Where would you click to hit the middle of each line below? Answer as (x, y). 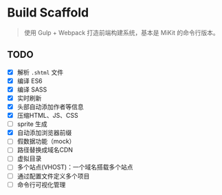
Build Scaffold (48, 13)
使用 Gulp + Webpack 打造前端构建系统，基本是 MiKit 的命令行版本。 (122, 32)
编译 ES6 (30, 81)
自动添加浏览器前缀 (44, 133)
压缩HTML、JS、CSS (47, 116)
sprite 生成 (32, 124)
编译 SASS (32, 89)
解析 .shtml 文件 (40, 72)
